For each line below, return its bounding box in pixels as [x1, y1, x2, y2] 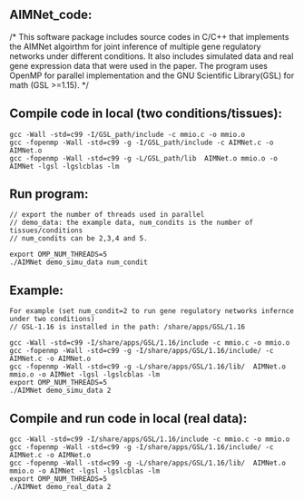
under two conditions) [9, 315, 95, 324]
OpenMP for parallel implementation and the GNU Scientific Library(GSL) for [9, 70, 295, 81]
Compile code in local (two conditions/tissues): [9, 106, 283, 122]
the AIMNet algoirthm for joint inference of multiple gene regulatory [9, 41, 261, 52]
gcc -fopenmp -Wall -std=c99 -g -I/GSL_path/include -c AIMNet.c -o [9, 138, 274, 147]
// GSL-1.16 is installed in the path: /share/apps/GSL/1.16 [9, 322, 246, 332]
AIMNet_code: [9, 7, 93, 23]
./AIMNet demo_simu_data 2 [9, 386, 112, 396]
